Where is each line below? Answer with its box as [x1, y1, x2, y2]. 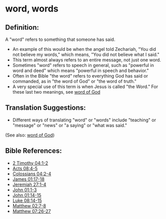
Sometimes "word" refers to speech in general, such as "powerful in [12, 62, 154, 68]
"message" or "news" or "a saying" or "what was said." [12, 122, 127, 128]
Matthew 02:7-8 [12, 202, 46, 209]
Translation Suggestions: [5, 104, 87, 112]
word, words [5, 3, 59, 15]
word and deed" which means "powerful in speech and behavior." [12, 67, 149, 74]
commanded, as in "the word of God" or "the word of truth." [12, 79, 137, 84]
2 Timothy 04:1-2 [12, 160, 48, 166]
